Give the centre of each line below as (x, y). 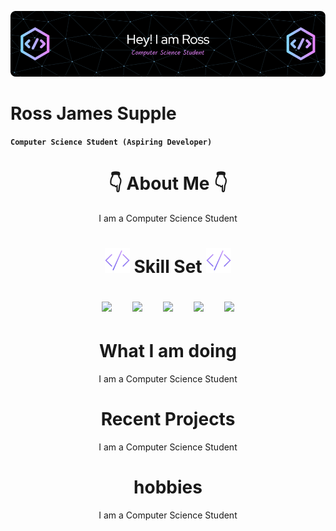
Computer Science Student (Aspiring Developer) (111, 142)
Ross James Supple (93, 113)
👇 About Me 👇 (168, 183)
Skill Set (168, 266)
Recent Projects (168, 419)
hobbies (168, 487)
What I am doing (168, 351)
